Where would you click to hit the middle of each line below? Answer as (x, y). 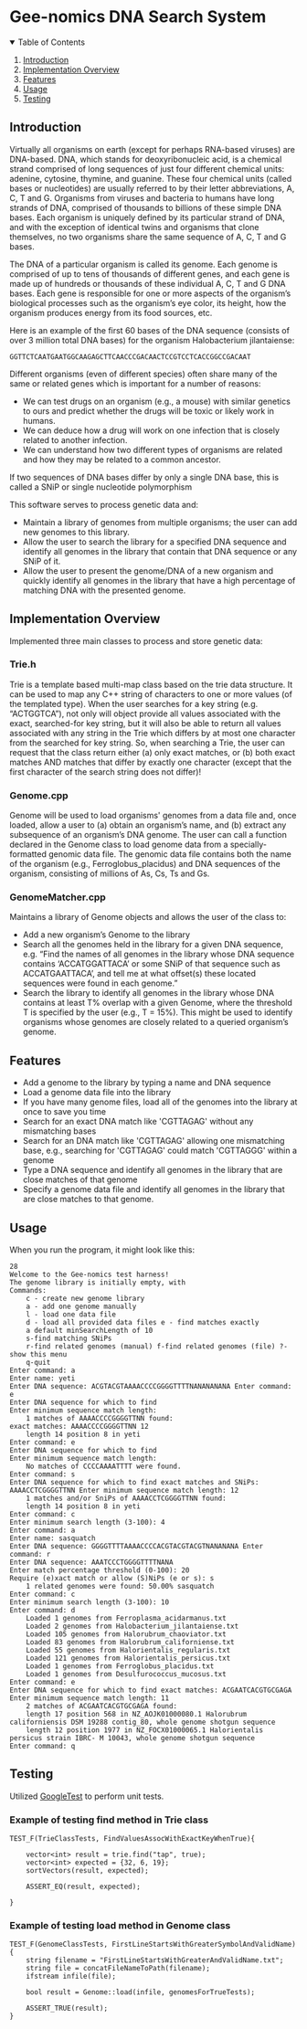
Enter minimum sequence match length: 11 (90, 1698)
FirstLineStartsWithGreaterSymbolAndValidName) (204, 1944)
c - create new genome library (85, 1299)
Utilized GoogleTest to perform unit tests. (87, 1796)
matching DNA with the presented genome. (104, 590)
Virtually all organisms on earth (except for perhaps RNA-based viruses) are (152, 149)
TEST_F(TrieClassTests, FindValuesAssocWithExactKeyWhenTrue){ (132, 1839)
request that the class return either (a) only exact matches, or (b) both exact (152, 752)
